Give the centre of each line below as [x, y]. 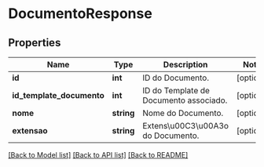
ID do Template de [176, 91]
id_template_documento [58, 95]
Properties [35, 43]
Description [185, 65]
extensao [30, 131]
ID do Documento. [176, 78]
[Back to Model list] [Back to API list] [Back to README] [98, 155]
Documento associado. [185, 100]
